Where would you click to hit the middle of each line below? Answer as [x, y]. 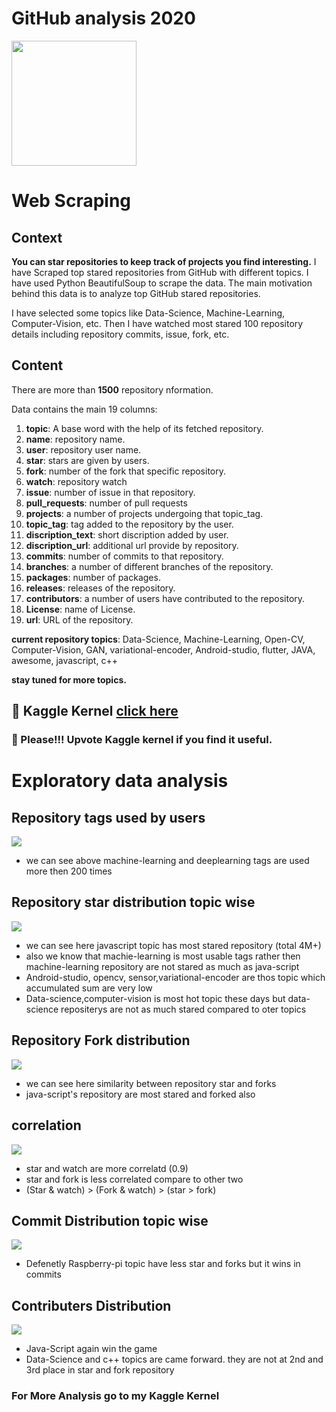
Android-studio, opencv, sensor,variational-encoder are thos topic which [175, 977]
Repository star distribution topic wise [133, 902]
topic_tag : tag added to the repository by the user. [129, 524]
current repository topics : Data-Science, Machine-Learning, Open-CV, [158, 639]
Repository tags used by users [108, 817]
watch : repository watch [76, 481]
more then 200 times [69, 871]
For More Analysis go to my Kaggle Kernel [115, 1396]
